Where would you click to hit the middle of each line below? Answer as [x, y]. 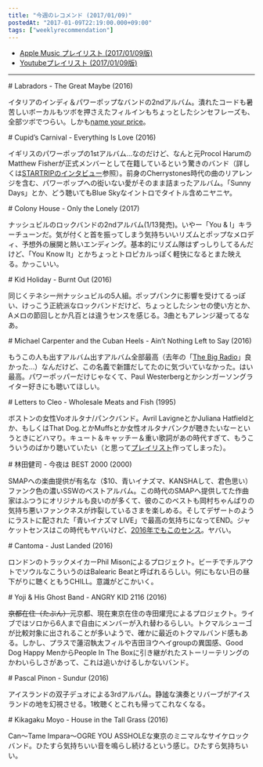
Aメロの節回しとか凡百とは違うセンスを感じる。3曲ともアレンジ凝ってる [126, 315]
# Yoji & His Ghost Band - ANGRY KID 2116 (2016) [88, 598]
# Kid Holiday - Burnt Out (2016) [60, 280]
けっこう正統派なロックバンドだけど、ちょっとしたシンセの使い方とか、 [138, 306]
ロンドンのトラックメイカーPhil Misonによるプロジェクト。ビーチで [117, 562]
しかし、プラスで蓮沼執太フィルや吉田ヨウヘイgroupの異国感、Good [133, 643]
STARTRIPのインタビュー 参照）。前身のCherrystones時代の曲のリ [127, 173]
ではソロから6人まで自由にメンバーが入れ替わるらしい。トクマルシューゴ [133, 623]
